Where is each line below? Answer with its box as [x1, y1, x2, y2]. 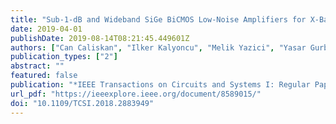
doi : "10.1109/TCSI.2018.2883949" [10, 98, 155, 108]
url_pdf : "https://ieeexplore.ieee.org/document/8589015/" [10, 89, 262, 99]
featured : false [10, 71, 78, 81]
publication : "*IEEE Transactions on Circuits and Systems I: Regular [10, 80, 311, 90]
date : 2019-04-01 [10, 24, 83, 34]
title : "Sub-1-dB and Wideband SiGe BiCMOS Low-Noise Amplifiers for [10, 14, 307, 25]
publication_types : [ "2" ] [10, 52, 118, 62]
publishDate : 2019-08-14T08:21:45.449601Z [10, 33, 190, 43]
